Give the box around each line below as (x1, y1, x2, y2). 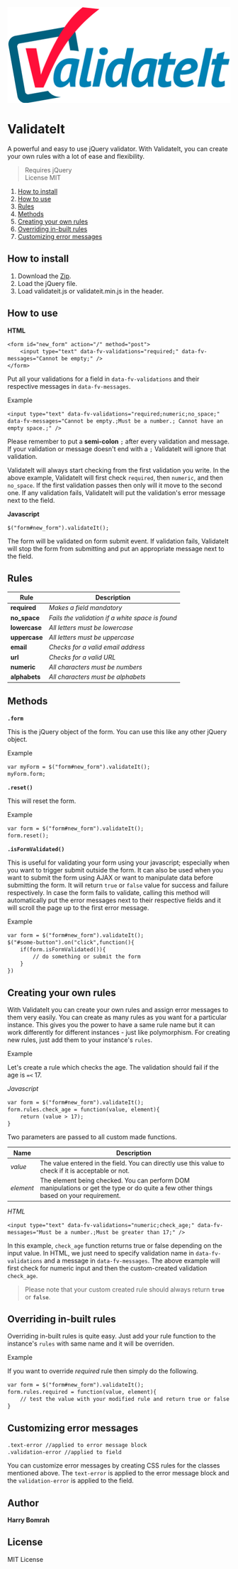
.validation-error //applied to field (7, 1449, 122, 1456)
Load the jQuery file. (17, 279, 78, 287)
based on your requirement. (40, 1192, 121, 1200)
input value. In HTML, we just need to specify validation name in (7, 1248, 195, 1257)
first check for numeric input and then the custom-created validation (7, 1263, 208, 1273)
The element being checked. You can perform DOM (40, 1176, 190, 1185)
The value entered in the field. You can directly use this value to (40, 1158, 225, 1167)
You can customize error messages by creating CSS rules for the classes (7, 1461, 220, 1470)
